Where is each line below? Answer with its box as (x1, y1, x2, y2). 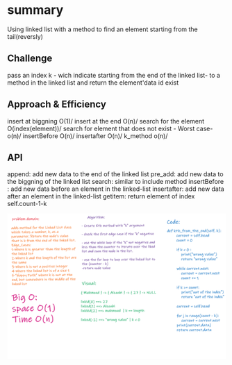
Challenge (7, 53, 53, 65)
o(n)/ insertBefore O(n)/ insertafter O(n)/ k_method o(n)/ (7, 131, 168, 140)
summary (7, 2, 64, 18)
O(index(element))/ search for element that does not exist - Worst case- (7, 124, 213, 133)
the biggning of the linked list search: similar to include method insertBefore (7, 178, 224, 186)
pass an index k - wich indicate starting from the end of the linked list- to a (7, 71, 221, 79)
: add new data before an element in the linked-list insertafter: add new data (7, 185, 224, 193)
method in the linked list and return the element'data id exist (7, 78, 179, 87)
